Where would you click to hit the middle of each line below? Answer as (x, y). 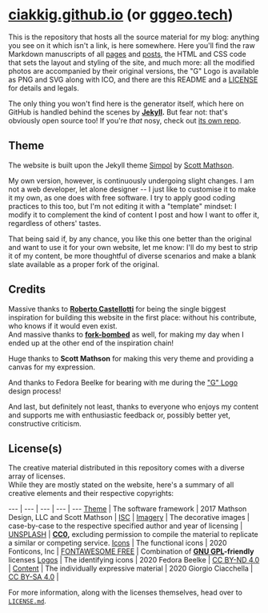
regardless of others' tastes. (55, 223)
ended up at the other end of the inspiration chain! (91, 343)
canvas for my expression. (52, 367)
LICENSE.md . (27, 601)
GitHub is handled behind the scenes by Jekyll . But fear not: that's (118, 112)
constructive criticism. (45, 423)
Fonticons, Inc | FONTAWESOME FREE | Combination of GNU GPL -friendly (131, 551)
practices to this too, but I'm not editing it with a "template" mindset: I (123, 206)
